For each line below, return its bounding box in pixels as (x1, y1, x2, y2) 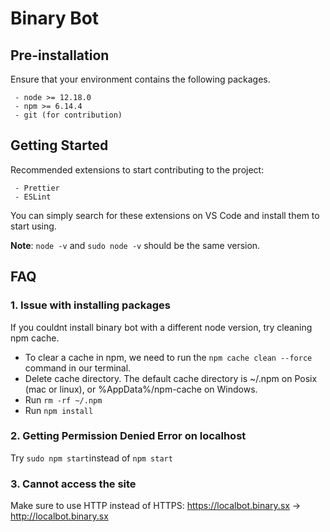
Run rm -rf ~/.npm (24, 393, 103, 406)
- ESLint (14, 192, 52, 202)
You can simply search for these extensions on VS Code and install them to (10, 209, 320, 221)
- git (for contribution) (14, 110, 123, 120)
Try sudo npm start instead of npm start (10, 452, 173, 464)
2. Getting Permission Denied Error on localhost (10, 429, 247, 443)
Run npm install (24, 404, 94, 416)
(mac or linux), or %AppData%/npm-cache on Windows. (24, 383, 258, 395)
